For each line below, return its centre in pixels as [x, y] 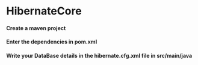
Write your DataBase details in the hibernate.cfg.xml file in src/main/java [99, 55]
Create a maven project [36, 28]
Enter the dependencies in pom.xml [52, 42]
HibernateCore [44, 11]
